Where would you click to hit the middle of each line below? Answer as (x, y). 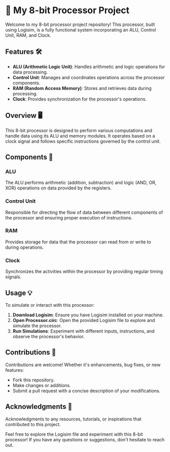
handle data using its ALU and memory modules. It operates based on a (80, 136)
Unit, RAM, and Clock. (28, 35)
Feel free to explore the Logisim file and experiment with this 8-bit (74, 434)
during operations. (25, 247)
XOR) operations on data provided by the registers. (58, 188)
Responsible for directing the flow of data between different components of (84, 212)
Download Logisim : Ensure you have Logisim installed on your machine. (88, 315)
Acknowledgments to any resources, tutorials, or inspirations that (73, 419)
